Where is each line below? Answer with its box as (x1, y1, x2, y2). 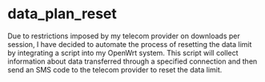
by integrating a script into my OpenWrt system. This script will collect (7, 48, 239, 57)
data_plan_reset (7, 5, 118, 23)
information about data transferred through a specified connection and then (7, 57, 258, 66)
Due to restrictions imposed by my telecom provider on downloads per (7, 31, 241, 41)
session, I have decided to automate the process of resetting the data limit (7, 39, 252, 49)
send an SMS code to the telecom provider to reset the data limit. (7, 64, 223, 74)
